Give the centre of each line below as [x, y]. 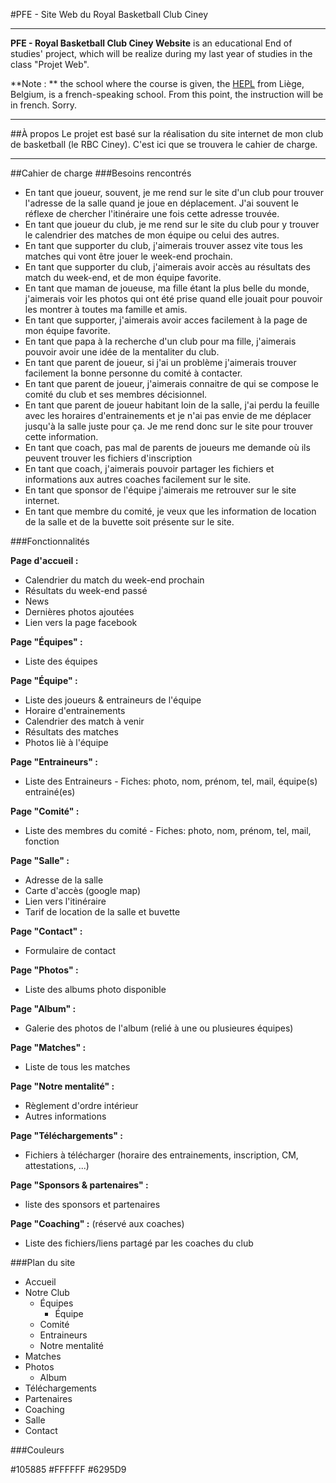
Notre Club [47, 1292]
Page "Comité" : [45, 811]
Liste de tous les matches [77, 1067]
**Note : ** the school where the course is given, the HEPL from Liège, [157, 83]
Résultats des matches [71, 732]
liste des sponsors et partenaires [92, 1204]
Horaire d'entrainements [75, 710]
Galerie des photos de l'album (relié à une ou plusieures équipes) [159, 1028]
